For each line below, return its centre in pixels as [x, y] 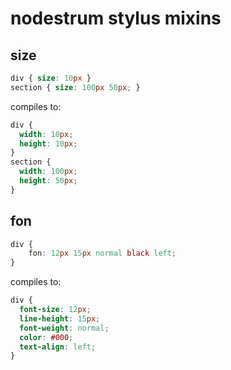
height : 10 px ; [48, 143]
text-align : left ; [58, 347]
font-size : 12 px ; [55, 310]
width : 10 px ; [46, 134]
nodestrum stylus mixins [116, 18]
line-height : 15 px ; [60, 318]
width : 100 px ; [48, 172]
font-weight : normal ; [64, 328]
